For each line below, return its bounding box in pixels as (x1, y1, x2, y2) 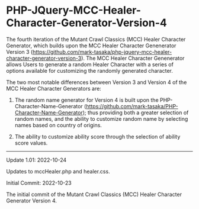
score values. (14, 139, 48, 146)
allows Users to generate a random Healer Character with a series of (6, 60, 174, 68)
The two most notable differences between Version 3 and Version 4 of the (6, 78, 187, 86)
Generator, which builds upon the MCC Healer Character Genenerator (6, 42, 176, 49)
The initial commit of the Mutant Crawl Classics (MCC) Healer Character (6, 191, 182, 198)
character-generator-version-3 (6, 54, 82, 62)
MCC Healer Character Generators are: (6, 85, 102, 92)
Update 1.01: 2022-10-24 (6, 156, 67, 163)
